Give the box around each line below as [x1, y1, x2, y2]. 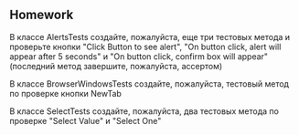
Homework [9, 7, 74, 23]
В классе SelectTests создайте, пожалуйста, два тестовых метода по [9, 105, 279, 117]
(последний [9, 60, 56, 71]
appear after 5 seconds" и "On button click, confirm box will [9, 50, 236, 62]
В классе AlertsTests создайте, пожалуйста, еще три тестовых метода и [9, 31, 291, 42]
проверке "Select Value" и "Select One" [9, 115, 162, 126]
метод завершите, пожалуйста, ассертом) [57, 60, 223, 71]
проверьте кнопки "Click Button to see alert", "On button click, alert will [9, 41, 282, 52]
